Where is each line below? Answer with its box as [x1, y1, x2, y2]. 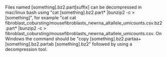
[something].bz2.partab [5, 41, 54, 47]
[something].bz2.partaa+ [89, 36, 141, 42]
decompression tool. [5, 47, 47, 52]
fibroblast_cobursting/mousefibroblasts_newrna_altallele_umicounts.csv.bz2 [5, 20, 162, 26]
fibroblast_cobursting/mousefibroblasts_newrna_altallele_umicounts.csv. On [5, 31, 162, 36]
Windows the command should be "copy [5, 36, 89, 42]
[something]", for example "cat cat [5, 15, 76, 20]
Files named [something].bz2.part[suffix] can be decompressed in [5, 4, 142, 10]
